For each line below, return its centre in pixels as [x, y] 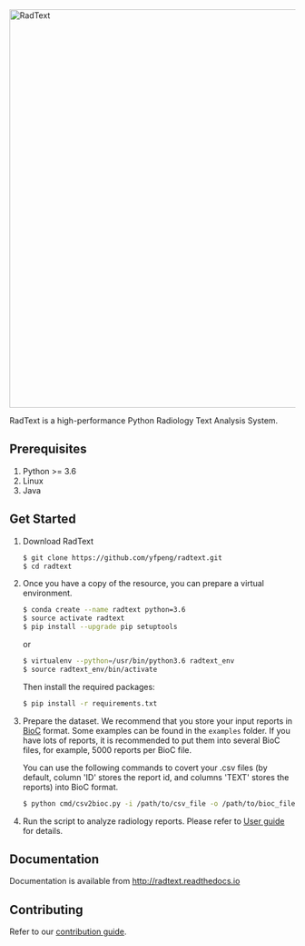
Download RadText [58, 541]
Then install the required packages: [89, 687]
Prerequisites [48, 449]
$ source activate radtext [74, 618]
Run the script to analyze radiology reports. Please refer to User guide [153, 821]
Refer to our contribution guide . [68, 931]
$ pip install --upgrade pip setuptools [100, 627]
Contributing [46, 910]
